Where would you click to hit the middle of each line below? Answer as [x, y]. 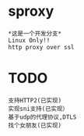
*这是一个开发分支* [35, 34]
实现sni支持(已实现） [38, 109]
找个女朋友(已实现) [35, 125]
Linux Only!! [29, 40]
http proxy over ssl [42, 47]
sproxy [31, 11]
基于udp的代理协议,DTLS [42, 117]
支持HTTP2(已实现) [35, 100]
